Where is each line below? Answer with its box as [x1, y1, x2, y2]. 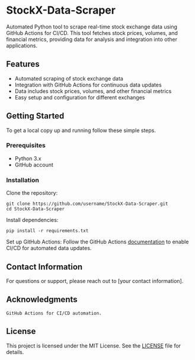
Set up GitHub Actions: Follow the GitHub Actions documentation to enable [6, 238, 189, 246]
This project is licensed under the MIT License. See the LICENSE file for [6, 342, 181, 349]
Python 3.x [14, 155, 41, 162]
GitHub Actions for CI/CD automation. [6, 310, 102, 316]
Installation [6, 176, 40, 184]
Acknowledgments [6, 294, 78, 305]
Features [6, 59, 40, 69]
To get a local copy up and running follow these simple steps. [6, 127, 156, 134]
